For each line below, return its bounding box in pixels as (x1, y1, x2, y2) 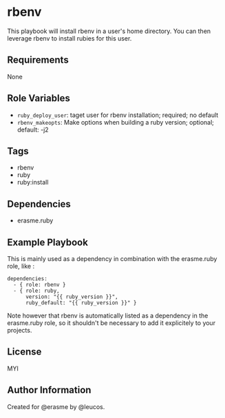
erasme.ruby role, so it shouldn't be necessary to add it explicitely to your (7, 319, 215, 327)
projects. (7, 326, 32, 334)
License (7, 346, 42, 358)
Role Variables (7, 92, 70, 104)
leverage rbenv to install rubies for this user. (7, 34, 132, 42)
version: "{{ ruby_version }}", (25, 293, 118, 300)
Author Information (7, 384, 92, 396)
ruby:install (17, 178, 49, 187)
